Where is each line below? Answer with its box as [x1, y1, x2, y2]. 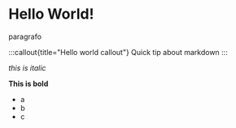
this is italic [8, 62, 46, 73]
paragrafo [8, 32, 42, 41]
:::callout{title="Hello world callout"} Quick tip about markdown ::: [8, 47, 228, 57]
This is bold [8, 79, 49, 88]
